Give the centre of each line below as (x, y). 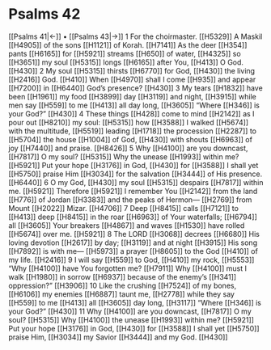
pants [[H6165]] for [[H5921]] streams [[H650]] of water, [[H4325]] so (125, 53)
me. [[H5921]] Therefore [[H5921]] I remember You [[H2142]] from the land (133, 191)
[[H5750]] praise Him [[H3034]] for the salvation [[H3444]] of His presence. (135, 174)
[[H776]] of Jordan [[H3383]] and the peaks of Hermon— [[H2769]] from (130, 200)
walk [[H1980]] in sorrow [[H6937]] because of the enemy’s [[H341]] (123, 276)
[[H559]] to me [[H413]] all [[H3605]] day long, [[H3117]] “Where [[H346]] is (135, 302)
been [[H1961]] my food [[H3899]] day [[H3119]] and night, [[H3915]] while (133, 96)
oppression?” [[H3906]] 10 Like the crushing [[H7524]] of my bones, (123, 285)
